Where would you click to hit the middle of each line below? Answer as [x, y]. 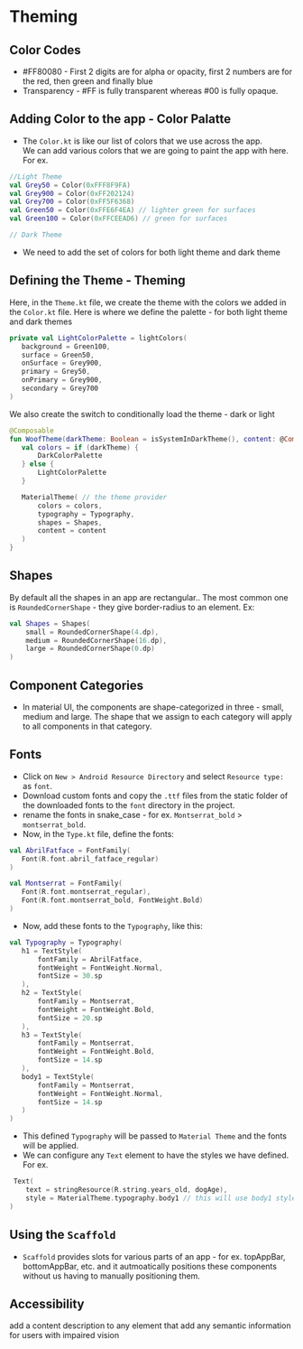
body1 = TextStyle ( [58, 1076]
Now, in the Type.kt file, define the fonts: [98, 833]
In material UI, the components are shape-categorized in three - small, [153, 707]
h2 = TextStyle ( [52, 993]
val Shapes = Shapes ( [50, 623]
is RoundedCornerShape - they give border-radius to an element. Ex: [132, 607]
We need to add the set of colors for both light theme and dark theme [151, 252]
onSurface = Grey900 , [62, 363]
